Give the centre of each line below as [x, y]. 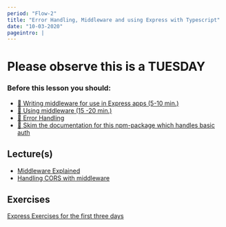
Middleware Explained [49, 171]
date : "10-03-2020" [35, 26]
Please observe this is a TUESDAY [106, 67]
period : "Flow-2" [32, 13]
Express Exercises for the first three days [65, 216]
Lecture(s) [30, 154]
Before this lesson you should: [59, 88]
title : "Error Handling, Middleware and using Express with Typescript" [114, 20]
